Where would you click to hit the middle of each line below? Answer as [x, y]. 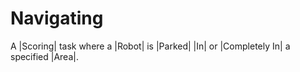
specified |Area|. [44, 56]
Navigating [57, 18]
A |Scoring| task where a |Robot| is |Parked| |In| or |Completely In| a [150, 46]
